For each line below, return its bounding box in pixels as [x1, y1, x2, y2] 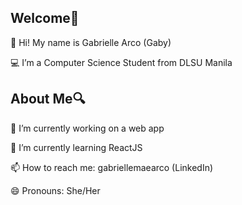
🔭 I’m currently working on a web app [10, 122, 165, 134]
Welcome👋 [10, 10, 80, 27]
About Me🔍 [10, 91, 86, 108]
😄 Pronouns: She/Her [10, 184, 101, 196]
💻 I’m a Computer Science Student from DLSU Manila [10, 56, 233, 68]
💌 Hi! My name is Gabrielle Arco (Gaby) [10, 36, 172, 48]
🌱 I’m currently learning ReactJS [10, 141, 143, 153]
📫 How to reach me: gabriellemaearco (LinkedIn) [10, 161, 214, 173]
